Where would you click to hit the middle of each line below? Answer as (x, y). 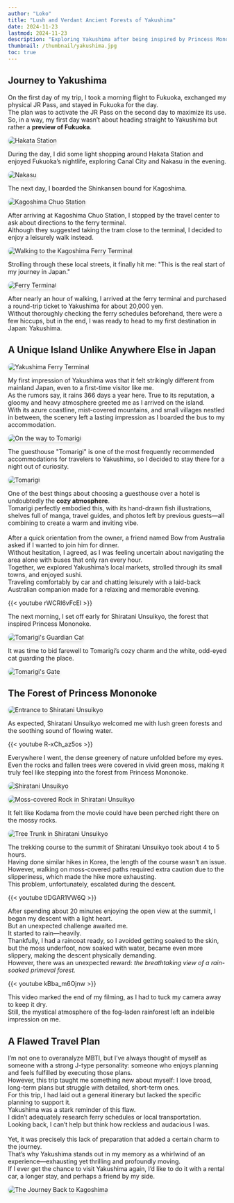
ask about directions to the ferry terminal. (67, 223)
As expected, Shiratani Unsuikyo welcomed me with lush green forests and (115, 723)
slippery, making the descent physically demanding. (82, 955)
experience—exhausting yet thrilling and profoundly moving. (94, 1161)
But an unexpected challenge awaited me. (68, 926)
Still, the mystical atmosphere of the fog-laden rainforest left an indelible (111, 1012)
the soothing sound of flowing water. (60, 731)
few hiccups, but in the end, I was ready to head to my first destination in (112, 321)
